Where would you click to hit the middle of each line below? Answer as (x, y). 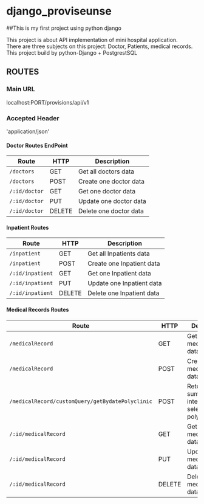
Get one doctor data (107, 192)
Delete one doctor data (111, 211)
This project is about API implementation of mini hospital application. (92, 40)
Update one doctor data (112, 201)
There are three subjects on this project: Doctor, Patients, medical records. (100, 46)
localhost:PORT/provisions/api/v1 (48, 102)
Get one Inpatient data (120, 274)
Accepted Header (33, 118)
